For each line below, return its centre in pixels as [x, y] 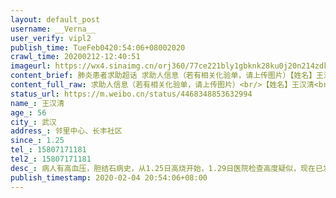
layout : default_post [55, 19]
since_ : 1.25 [37, 141]
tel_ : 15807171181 [48, 150]
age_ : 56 [28, 112]
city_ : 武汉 [33, 122]
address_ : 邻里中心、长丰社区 [66, 131]
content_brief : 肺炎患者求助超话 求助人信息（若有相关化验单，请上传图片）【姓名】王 [167, 76]
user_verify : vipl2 [51, 38]
